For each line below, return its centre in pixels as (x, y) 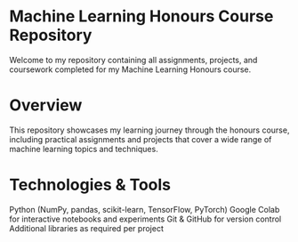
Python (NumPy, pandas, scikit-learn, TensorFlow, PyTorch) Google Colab (145, 209)
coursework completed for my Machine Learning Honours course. (130, 69)
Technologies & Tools (90, 185)
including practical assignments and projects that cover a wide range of (141, 139)
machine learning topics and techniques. (84, 149)
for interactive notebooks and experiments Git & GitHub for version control (145, 219)
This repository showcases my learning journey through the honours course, (149, 130)
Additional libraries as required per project (87, 228)
